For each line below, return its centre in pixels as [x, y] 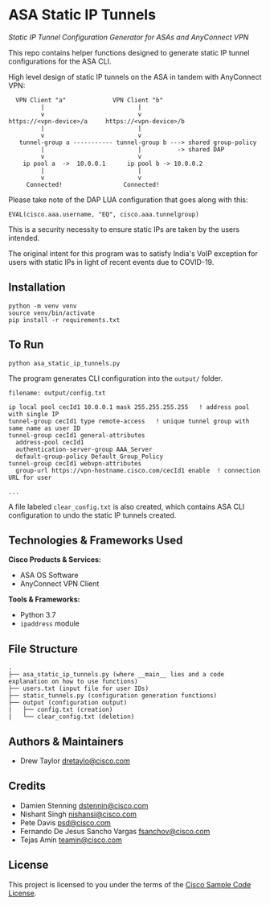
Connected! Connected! [93, 184]
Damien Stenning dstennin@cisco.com [84, 805]
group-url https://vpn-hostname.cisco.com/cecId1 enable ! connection [138, 470]
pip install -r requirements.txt [64, 320]
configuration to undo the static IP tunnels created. [92, 515]
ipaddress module [50, 624]
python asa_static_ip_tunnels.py [64, 363]
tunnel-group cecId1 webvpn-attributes [75, 463]
